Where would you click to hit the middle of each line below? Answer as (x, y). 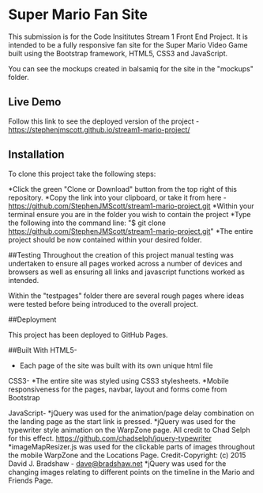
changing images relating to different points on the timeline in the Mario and (131, 472)
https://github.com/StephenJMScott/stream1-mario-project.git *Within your (131, 206)
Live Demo (35, 102)
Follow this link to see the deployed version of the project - (104, 121)
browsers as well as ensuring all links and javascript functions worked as (126, 272)
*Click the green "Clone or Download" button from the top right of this (122, 189)
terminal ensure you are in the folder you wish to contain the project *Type (130, 214)
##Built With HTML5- (43, 350)
